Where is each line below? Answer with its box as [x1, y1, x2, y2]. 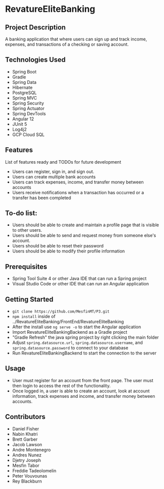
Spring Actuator [12, 105, 45, 111]
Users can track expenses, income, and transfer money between [12, 179, 144, 185]
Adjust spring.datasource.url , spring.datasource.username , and [12, 340, 143, 346]
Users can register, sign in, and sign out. [12, 169, 95, 175]
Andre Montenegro [12, 447, 51, 453]
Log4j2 [12, 126, 27, 132]
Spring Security [12, 100, 44, 106]
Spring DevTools [12, 110, 46, 116]
